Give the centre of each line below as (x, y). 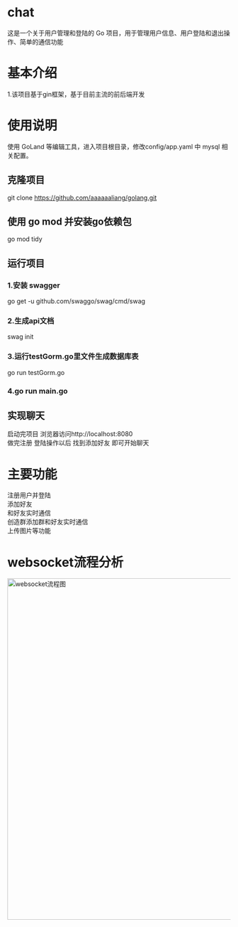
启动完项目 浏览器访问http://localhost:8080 (70, 434)
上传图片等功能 (29, 531)
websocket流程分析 (66, 562)
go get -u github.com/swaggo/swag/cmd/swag (76, 301)
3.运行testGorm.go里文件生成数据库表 (73, 357)
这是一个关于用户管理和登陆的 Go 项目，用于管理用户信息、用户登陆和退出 (116, 33)
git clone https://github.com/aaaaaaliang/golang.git (82, 197)
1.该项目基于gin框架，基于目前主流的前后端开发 (76, 94)
